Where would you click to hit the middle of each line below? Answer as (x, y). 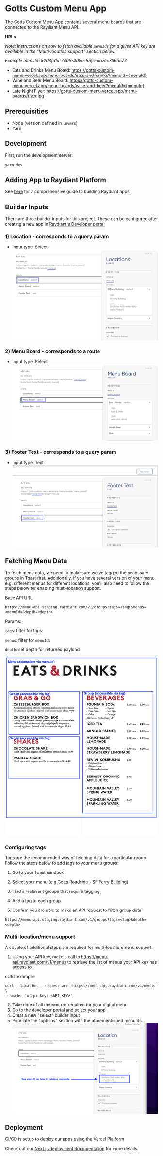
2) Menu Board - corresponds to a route (53, 351)
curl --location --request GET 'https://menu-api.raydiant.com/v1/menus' (81, 986)
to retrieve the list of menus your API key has (112, 962)
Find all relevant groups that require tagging (56, 891)
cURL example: (20, 977)
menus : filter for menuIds (28, 640)
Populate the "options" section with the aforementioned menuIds (77, 1021)
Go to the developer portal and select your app (59, 1010)
